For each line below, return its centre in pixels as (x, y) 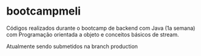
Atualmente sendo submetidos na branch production (72, 46)
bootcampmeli (43, 11)
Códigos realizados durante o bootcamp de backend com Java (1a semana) (101, 28)
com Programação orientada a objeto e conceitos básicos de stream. (93, 34)
